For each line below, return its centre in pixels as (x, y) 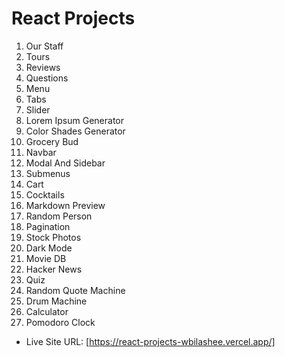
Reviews (43, 67)
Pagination (48, 226)
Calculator (47, 311)
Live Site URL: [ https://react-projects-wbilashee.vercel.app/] (150, 341)
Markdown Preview (65, 205)
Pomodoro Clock (60, 322)
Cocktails (45, 194)
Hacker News (54, 269)
